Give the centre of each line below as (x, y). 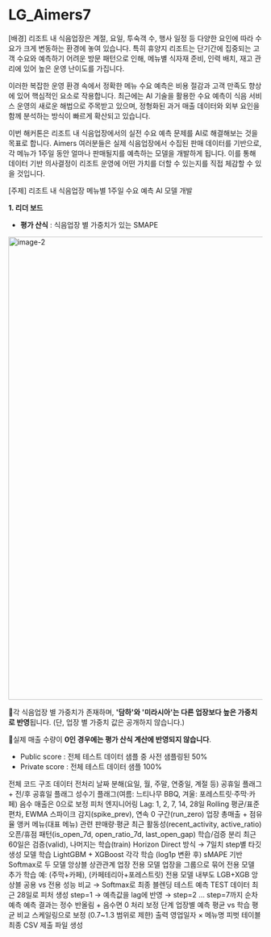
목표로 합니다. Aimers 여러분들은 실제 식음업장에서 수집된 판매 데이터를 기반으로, (135, 143)
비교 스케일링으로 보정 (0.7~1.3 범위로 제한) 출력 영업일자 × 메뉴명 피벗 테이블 (139, 914)
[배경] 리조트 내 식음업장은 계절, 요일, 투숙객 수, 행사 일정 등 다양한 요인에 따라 (131, 38)
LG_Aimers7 (50, 15)
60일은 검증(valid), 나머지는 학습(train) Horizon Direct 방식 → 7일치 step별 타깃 (135, 844)
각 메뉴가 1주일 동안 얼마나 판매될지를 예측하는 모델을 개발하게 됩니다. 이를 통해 (132, 153)
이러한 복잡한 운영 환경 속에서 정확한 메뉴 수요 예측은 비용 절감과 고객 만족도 (128, 86)
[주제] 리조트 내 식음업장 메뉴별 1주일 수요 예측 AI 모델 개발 (100, 190)
